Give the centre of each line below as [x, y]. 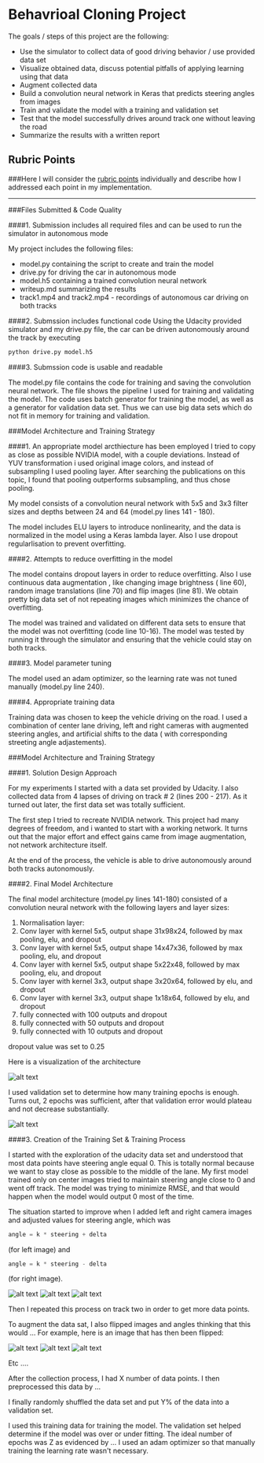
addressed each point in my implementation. [80, 187]
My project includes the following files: [71, 249]
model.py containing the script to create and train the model [117, 263]
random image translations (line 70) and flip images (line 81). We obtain [123, 591]
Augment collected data [58, 85]
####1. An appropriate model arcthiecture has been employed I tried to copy [132, 446]
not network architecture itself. [58, 845]
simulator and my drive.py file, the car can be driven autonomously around [129, 329]
